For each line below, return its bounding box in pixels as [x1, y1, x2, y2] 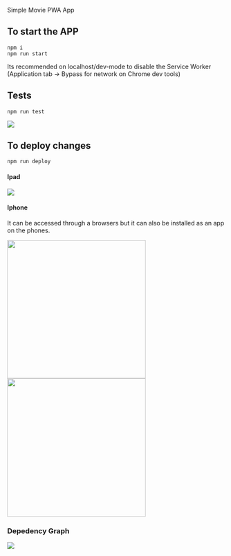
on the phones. [7, 226, 50, 234]
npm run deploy [7, 158, 51, 165]
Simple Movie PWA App [7, 6, 75, 14]
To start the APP [7, 26, 79, 37]
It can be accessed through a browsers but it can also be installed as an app [7, 219, 225, 227]
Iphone [7, 203, 28, 212]
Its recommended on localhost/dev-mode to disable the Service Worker [7, 62, 212, 71]
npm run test [7, 108, 45, 115]
